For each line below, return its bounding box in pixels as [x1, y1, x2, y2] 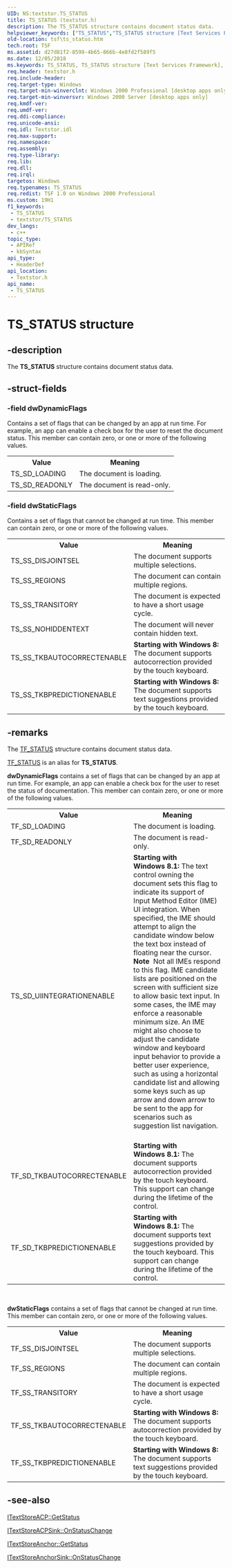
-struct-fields [7, 382, 67, 395]
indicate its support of [133, 887, 205, 897]
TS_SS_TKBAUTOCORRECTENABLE [10, 653, 128, 663]
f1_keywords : [7, 204, 45, 210]
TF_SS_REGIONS [10, 1364, 66, 1373]
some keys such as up [133, 1086, 206, 1096]
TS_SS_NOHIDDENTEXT [10, 624, 90, 634]
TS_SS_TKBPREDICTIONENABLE [10, 690, 117, 700]
